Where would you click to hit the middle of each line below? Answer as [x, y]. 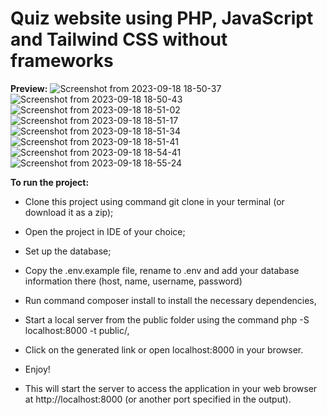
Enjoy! [37, 369]
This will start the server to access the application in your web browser [171, 388]
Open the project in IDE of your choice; [105, 231]
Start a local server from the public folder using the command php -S [167, 319]
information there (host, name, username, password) [133, 281]
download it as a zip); [69, 212]
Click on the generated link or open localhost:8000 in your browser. [164, 349]
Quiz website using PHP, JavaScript [162, 18]
